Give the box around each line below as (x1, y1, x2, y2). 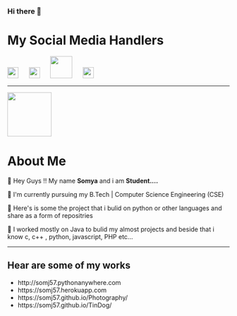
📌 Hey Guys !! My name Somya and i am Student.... (7, 176, 159, 185)
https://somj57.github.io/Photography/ (17, 293, 128, 302)
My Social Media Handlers (7, 32, 164, 49)
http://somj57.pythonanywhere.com (17, 278, 121, 286)
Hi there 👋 (7, 6, 42, 16)
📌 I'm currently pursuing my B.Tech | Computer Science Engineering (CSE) (7, 190, 224, 198)
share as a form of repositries (7, 211, 93, 219)
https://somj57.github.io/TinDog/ (17, 300, 112, 309)
